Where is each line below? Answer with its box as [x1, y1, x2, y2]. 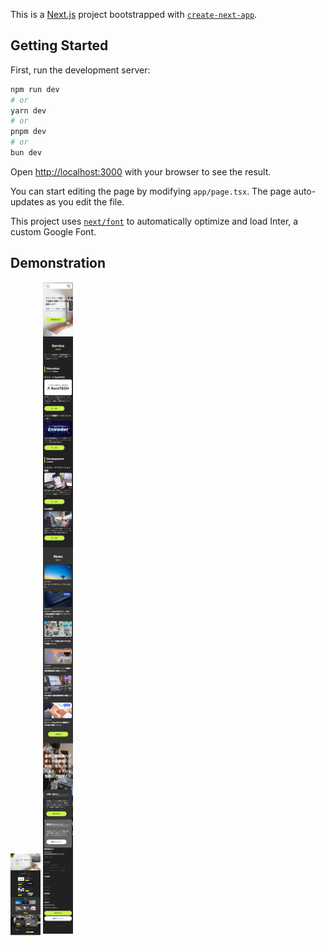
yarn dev [10, 105, 47, 116]
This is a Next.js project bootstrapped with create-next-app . [10, 9, 258, 20]
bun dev [10, 148, 43, 158]
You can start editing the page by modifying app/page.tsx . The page [10, 185, 292, 197]
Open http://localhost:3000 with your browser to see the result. [10, 165, 272, 178]
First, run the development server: [10, 64, 151, 76]
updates [10, 195, 45, 208]
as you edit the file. [46, 195, 125, 208]
